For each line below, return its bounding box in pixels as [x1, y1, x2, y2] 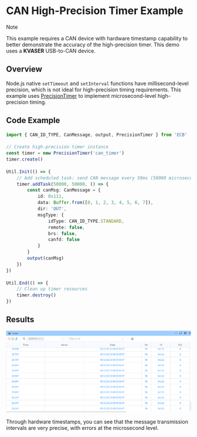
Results [6, 315, 35, 325]
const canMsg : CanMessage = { [27, 187, 101, 193]
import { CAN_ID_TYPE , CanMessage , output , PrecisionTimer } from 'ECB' [6, 132, 188, 138]
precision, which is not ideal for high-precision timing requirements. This [6, 86, 181, 93]
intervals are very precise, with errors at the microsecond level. [6, 424, 159, 431]
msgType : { [37, 212, 64, 218]
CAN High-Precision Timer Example [6, 4, 184, 18]
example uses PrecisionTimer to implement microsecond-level [6, 92, 157, 99]
